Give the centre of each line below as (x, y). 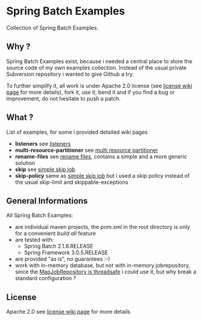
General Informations (47, 201)
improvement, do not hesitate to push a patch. (64, 98)
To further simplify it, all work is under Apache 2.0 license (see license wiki (99, 86)
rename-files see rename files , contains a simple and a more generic (101, 156)
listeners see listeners (43, 143)
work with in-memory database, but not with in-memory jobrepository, (103, 266)
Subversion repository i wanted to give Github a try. (70, 74)
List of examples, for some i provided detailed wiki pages (77, 132)
